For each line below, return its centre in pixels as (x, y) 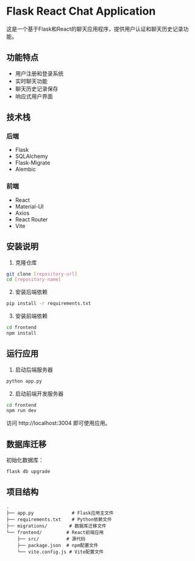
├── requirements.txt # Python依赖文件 (59, 520)
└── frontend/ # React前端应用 (55, 532)
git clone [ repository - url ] (42, 274)
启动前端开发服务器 (39, 393)
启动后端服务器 (34, 370)
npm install (21, 334)
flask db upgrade (28, 472)
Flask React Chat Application (81, 11)
